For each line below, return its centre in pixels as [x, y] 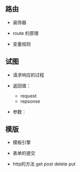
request [28, 96]
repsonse [30, 101]
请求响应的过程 [28, 75]
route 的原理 [26, 33]
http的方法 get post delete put [44, 164]
